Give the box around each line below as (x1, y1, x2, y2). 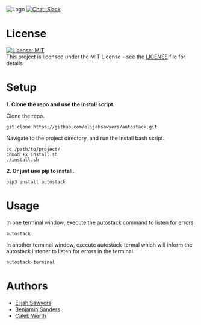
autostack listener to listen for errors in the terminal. (6, 247, 135, 254)
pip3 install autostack (6, 178, 66, 185)
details (6, 59, 23, 66)
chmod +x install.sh (6, 151, 58, 157)
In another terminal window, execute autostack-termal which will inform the (6, 241, 193, 248)
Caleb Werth (14, 312, 46, 319)
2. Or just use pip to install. (6, 167, 75, 174)
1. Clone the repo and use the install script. (6, 100, 116, 108)
